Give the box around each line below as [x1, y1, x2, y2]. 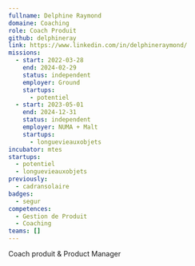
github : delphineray [8, 34, 78, 42]
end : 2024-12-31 [22, 109, 78, 117]
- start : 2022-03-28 [15, 57, 84, 65]
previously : [8, 175, 48, 184]
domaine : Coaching [8, 19, 70, 27]
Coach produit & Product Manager [8, 249, 121, 258]
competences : [8, 204, 52, 212]
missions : [8, 49, 42, 57]
